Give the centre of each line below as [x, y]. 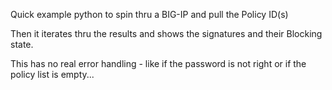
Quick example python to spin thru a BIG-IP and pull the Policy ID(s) [149, 14]
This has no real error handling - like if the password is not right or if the [158, 63]
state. [22, 44]
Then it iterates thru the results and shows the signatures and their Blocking [166, 33]
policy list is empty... [52, 74]
